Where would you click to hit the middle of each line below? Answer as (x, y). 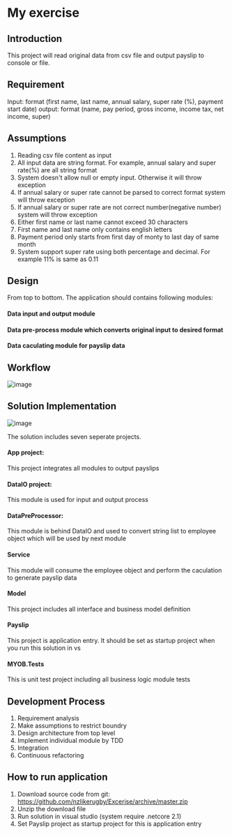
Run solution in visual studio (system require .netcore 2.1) (99, 816)
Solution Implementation (62, 406)
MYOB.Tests (26, 664)
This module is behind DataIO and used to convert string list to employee (112, 531)
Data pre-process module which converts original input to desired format (115, 330)
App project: (26, 452)
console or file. (29, 63)
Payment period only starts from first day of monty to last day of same (118, 237)
